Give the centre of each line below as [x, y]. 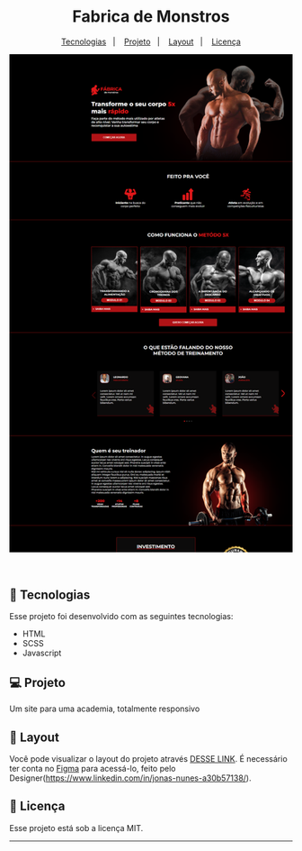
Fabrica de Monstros [151, 17]
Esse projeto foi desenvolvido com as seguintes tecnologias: [121, 617]
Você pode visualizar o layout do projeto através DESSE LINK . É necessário [148, 759]
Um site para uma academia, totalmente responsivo [105, 709]
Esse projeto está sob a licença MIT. [76, 828]
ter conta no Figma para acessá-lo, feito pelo [93, 769]
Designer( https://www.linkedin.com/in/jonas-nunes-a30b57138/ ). [130, 778]
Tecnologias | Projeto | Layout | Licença [151, 41]
